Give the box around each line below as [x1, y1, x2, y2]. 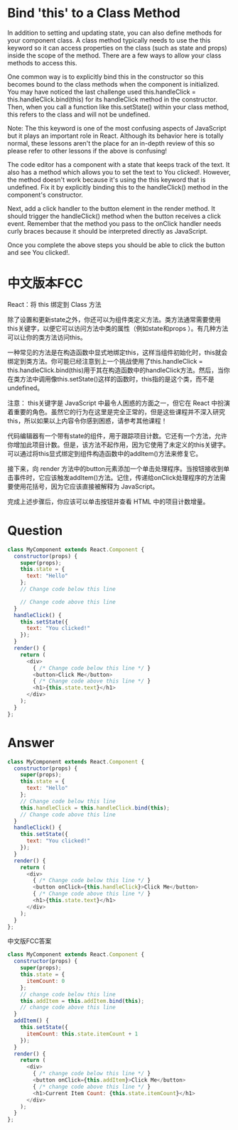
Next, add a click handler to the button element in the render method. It [7, 204, 215, 212]
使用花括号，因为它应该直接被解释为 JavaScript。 [13, 482, 159, 491]
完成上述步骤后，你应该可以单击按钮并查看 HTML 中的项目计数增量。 [7, 497, 210, 506]
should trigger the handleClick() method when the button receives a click [7, 212, 222, 220]
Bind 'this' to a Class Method [7, 5, 180, 21]
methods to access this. [7, 58, 77, 67]
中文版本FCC [7, 276, 83, 292]
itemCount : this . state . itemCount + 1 [26, 1030, 139, 1038]
